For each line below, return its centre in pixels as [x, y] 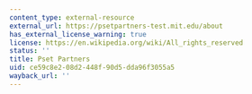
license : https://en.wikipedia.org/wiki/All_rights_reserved [126, 43]
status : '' [30, 51]
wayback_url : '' [40, 76]
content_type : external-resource [72, 17]
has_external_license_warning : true [78, 34]
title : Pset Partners [50, 59]
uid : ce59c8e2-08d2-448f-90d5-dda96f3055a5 [92, 68]
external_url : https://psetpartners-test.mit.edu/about [116, 26]
